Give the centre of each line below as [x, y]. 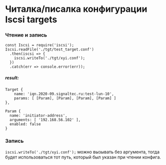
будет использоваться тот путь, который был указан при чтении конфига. [83, 157]
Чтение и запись [26, 35]
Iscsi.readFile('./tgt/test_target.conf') [50, 50]
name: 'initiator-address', [39, 116]
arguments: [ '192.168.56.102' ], [45, 120]
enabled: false [25, 124]
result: [12, 78]
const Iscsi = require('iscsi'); [40, 45]
